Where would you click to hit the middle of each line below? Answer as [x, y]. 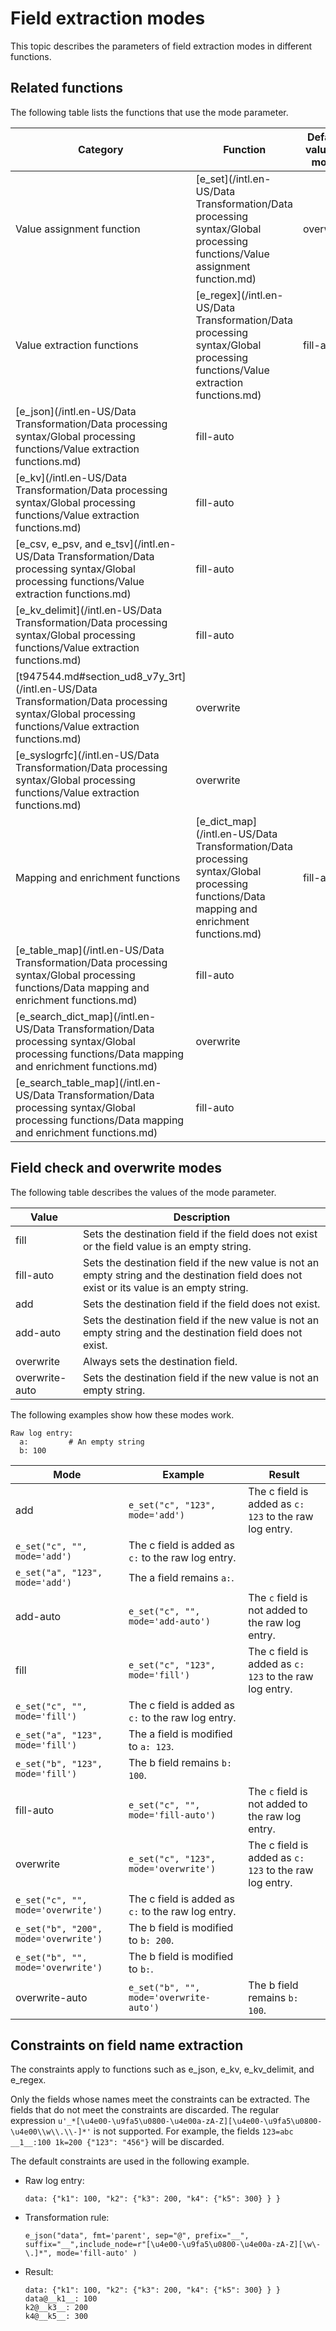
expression [33, 2121]
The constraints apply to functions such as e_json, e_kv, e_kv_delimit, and [162, 2069]
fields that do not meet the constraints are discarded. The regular [145, 2110]
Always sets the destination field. [160, 1361]
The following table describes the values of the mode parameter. [143, 1192]
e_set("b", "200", [59, 1928]
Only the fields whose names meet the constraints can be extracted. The [160, 2099]
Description [202, 1217]
